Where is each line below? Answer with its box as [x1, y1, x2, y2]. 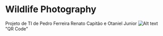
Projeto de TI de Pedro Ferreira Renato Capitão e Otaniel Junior [5, 20, 137, 26]
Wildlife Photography [5, 4, 97, 15]
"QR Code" [5, 25, 28, 31]
